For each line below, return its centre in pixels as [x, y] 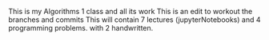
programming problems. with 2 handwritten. [81, 28]
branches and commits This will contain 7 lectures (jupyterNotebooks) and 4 [134, 20]
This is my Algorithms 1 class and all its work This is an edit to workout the [130, 11]
